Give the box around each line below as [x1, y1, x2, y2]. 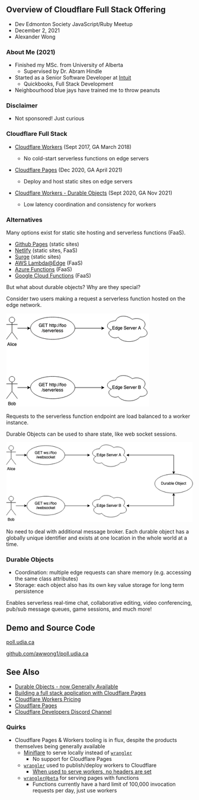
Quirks [6, 723, 26, 731]
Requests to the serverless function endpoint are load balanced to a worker [6, 412, 191, 420]
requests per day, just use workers [32, 787, 117, 794]
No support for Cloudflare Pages [32, 755, 113, 763]
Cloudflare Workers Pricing [14, 696, 81, 703]
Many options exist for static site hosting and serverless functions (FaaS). [6, 229, 186, 236]
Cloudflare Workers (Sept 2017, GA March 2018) [14, 143, 132, 150]
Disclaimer [6, 101, 38, 110]
